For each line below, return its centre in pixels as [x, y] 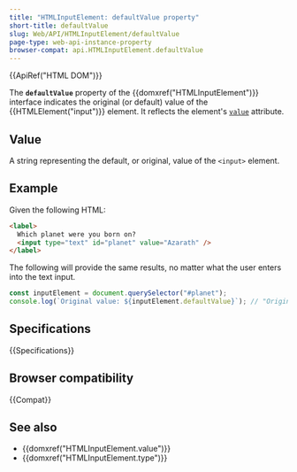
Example [34, 188]
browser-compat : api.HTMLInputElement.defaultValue [106, 50]
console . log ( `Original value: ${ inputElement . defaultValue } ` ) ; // [134, 302]
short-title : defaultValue [59, 26]
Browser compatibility [72, 379]
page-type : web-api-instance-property [80, 42]
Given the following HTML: [57, 210]
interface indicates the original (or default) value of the [109, 102]
